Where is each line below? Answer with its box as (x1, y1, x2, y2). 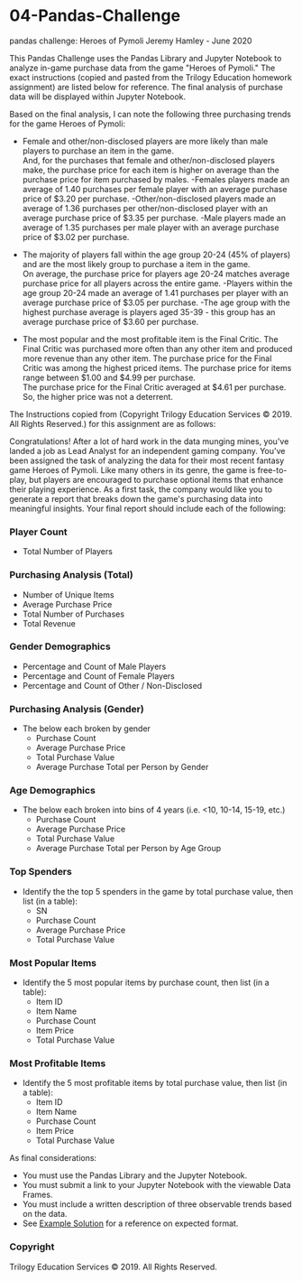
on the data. (22, 1209, 68, 1220)
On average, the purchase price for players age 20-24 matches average (22, 268, 290, 279)
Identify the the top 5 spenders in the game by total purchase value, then (22, 886, 294, 896)
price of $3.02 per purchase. (22, 231, 130, 242)
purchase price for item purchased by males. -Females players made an (22, 173, 290, 185)
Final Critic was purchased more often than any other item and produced (22, 343, 293, 354)
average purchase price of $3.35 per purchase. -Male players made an (22, 212, 287, 223)
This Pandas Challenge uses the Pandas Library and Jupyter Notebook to (9, 52, 282, 63)
